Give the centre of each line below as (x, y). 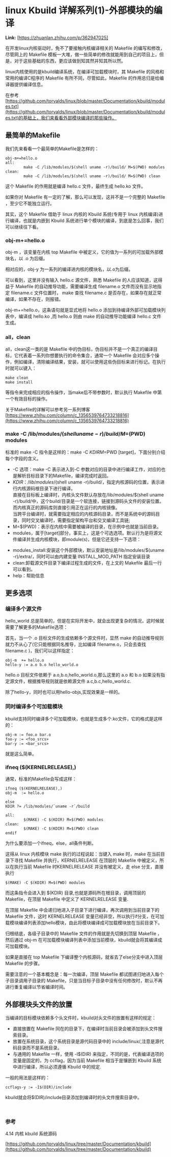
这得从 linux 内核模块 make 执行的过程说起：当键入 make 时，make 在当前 (83, 854)
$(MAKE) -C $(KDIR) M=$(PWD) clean (61, 828)
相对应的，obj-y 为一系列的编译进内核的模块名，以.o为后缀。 (69, 269)
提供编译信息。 (30, 84)
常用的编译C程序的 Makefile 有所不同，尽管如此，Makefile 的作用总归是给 (82, 78)
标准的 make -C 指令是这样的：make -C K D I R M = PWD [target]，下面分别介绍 (85, 452)
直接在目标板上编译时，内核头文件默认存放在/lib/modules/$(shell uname (88, 495)
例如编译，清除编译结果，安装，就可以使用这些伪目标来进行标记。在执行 (90, 362)
